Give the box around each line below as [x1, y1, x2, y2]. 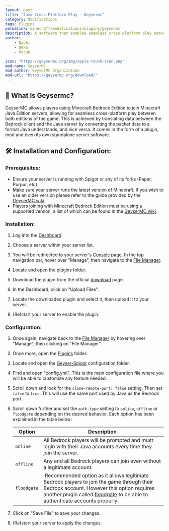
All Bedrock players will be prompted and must [43, 437, 153, 444]
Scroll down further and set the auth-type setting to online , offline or [12, 405, 158, 411]
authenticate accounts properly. [43, 497, 119, 504]
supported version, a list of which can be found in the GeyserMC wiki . [12, 208, 157, 214]
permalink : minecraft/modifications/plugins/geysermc [5, 26, 121, 31]
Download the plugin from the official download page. [12, 276, 124, 282]
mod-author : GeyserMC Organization [5, 68, 80, 73]
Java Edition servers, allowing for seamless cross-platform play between [5, 110, 156, 116]
